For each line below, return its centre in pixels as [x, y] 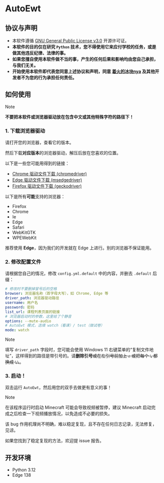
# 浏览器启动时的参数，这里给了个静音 [38, 316]
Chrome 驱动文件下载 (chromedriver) [49, 174]
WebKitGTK [24, 233]
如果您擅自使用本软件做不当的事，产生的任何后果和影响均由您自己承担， [85, 59]
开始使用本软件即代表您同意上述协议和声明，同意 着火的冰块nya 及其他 [83, 71]
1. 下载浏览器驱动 [25, 131]
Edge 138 [22, 475]
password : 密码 [20, 307]
